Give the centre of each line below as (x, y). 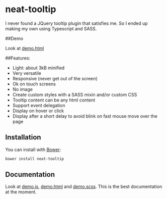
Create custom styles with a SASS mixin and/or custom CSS (75, 94)
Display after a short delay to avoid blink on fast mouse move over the (85, 116)
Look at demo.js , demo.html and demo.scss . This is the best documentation (84, 187)
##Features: (18, 58)
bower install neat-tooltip (35, 159)
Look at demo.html (25, 48)
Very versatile (27, 73)
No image (22, 89)
